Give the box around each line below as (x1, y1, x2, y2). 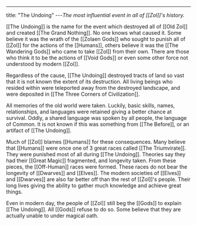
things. (6, 189, 23, 195)
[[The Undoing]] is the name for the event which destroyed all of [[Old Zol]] (6, 23, 188, 30)
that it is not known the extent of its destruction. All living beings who (6, 78, 173, 85)
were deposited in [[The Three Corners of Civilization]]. (6, 90, 140, 98)
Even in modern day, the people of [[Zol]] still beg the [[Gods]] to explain (6, 200, 182, 206)
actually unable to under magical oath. (6, 212, 98, 219)
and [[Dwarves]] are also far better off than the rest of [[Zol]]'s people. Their (6, 176, 191, 183)
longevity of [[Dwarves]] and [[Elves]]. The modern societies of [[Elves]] (6, 170, 181, 176)
